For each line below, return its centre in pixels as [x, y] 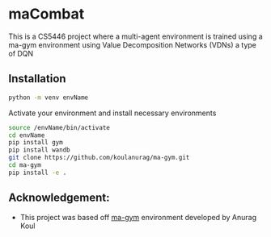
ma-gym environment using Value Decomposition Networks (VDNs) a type [132, 44]
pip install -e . [38, 173]
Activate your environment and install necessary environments [112, 113]
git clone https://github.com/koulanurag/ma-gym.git [99, 158]
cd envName [27, 135]
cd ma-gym [25, 165]
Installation [37, 79]
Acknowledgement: [59, 198]
